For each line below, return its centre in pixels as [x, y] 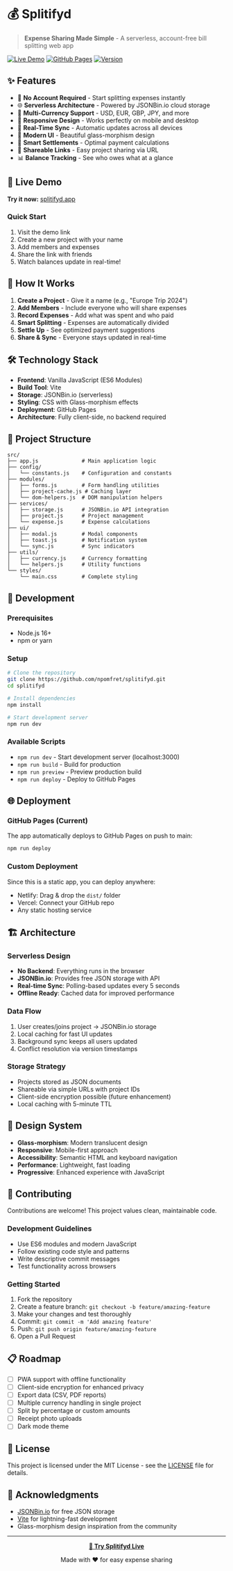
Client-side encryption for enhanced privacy [80, 1387]
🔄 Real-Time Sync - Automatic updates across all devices [100, 127]
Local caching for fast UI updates [65, 1034]
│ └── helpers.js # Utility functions [74, 565]
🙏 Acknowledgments [53, 1495]
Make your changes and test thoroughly [74, 1314]
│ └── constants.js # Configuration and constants [89, 473]
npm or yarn [35, 640]
